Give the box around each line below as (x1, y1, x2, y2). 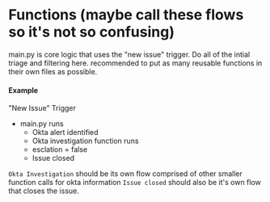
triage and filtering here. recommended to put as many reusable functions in (8, 58, 263, 68)
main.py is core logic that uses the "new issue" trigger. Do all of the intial (8, 49, 251, 59)
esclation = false (32, 145, 87, 154)
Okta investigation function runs (32, 136, 139, 146)
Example (8, 85, 39, 95)
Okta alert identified (32, 128, 99, 137)
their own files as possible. (8, 66, 98, 76)
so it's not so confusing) (8, 23, 175, 41)
